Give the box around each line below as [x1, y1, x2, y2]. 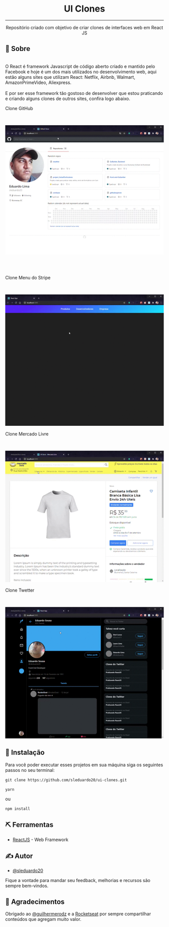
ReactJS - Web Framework [12, 837, 69, 843]
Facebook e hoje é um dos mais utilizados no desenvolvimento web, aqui [5, 69, 157, 75]
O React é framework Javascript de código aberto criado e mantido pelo [5, 63, 155, 69]
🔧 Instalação [5, 748, 45, 757]
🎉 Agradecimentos [5, 897, 65, 906]
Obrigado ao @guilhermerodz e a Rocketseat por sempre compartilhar [5, 911, 151, 917]
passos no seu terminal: [5, 767, 55, 773]
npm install [5, 806, 30, 811]
